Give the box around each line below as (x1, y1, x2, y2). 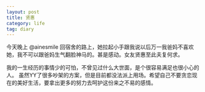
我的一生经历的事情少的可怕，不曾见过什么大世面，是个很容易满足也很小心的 (6, 64, 199, 71)
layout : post (6, 9, 40, 15)
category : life (6, 20, 45, 26)
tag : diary (6, 26, 34, 32)
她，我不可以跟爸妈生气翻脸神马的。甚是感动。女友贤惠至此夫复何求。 (6, 51, 184, 58)
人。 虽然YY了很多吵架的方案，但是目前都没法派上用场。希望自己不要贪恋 (6, 71, 192, 79)
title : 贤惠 (6, 15, 35, 21)
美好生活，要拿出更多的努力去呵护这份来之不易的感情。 (17, 79, 157, 87)
